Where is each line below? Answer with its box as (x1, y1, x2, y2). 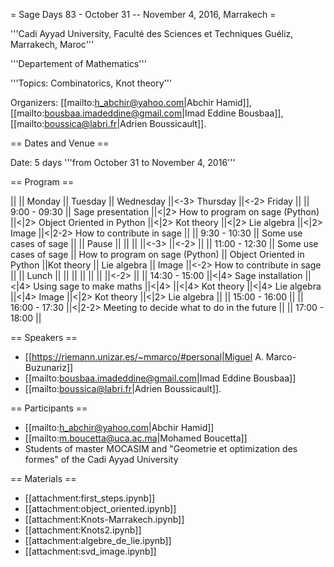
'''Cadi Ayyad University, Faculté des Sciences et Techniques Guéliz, (10, 28, 294, 39)
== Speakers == (10, 332, 78, 343)
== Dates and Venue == (10, 137, 110, 149)
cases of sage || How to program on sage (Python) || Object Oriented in (10, 249, 305, 260)
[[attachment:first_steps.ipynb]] (24, 492, 156, 504)
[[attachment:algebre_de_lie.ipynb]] (24, 535, 172, 546)
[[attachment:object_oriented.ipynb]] (24, 503, 177, 514)
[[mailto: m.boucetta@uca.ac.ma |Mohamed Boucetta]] (24, 432, 248, 444)
